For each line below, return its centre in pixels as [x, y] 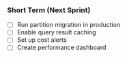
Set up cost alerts [42, 40]
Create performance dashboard [61, 48]
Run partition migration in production [69, 25]
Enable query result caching [57, 32]
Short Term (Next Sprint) [49, 10]
